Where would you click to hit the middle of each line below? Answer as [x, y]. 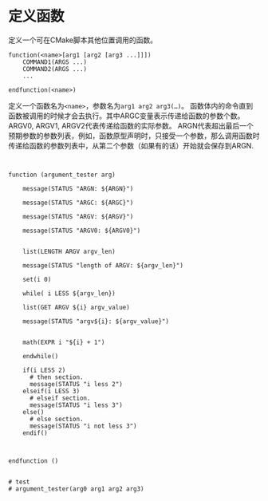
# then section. [56, 377]
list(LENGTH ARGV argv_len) [69, 251]
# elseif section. [60, 398]
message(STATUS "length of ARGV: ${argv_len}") [103, 265]
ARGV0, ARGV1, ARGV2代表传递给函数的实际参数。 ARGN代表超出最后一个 [131, 125]
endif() [35, 433]
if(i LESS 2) [44, 370]
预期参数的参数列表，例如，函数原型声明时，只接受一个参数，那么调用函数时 [134, 136]
